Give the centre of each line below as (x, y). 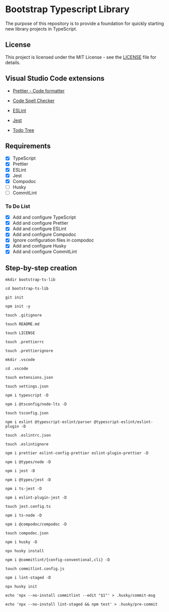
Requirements (28, 146)
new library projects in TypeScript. (41, 28)
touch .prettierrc (25, 342)
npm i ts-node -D (24, 515)
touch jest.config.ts (28, 507)
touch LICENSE (20, 333)
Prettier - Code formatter (39, 90)
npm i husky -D (21, 542)
